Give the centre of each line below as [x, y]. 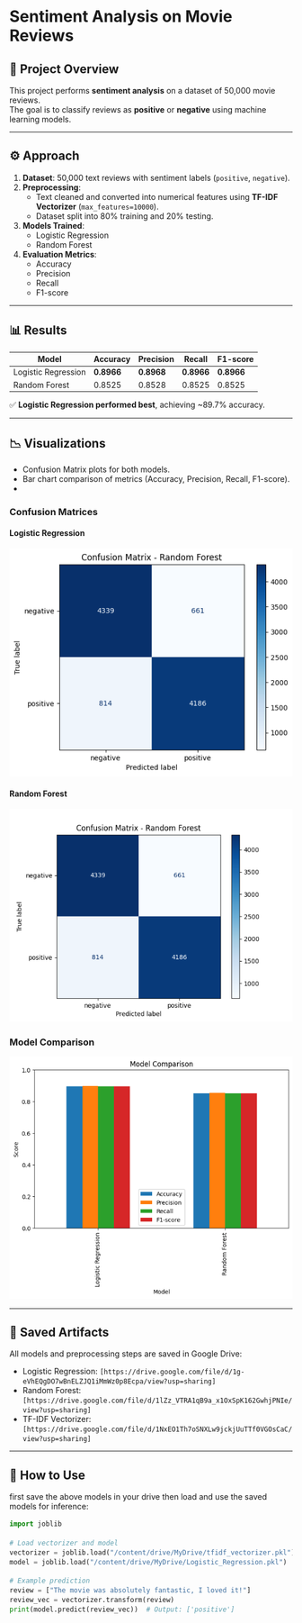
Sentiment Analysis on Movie [121, 17]
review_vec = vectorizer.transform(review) [92, 1600]
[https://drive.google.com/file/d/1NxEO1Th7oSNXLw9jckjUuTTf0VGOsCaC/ [157, 1429]
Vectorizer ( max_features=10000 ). [97, 206]
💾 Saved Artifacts [59, 1332]
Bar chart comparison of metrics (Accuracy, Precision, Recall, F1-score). [156, 478]
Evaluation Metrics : [59, 254]
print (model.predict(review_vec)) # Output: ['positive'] [122, 1609]
